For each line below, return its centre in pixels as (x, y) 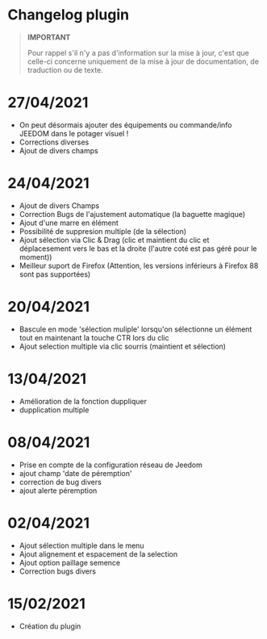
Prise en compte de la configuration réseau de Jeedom (111, 465)
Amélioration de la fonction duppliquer (83, 401)
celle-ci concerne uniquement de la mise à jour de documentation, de (143, 61)
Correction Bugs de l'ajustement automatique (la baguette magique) (132, 214)
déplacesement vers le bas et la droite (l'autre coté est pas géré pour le (138, 248)
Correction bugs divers (57, 571)
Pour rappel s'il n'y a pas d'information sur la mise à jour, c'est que (138, 52)
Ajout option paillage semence (70, 562)
